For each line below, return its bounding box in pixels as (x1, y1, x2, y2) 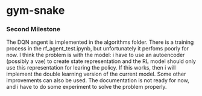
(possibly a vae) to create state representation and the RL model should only (6, 58, 196, 65)
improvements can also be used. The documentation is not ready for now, (6, 77, 190, 84)
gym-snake (6, 4, 65, 17)
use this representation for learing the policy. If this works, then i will (6, 64, 176, 71)
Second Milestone (6, 25, 61, 34)
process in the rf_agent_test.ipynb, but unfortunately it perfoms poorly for (6, 45, 189, 52)
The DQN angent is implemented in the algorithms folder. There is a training (6, 38, 194, 46)
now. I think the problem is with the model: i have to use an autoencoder (6, 52, 185, 59)
